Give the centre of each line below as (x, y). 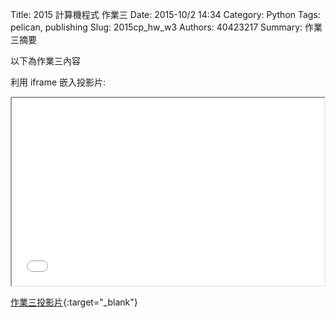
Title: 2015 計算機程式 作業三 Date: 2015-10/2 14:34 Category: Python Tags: (165, 14)
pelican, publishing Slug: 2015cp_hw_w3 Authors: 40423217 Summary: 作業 (166, 27)
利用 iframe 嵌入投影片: (58, 82)
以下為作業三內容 (45, 61)
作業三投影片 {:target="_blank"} (74, 302)
